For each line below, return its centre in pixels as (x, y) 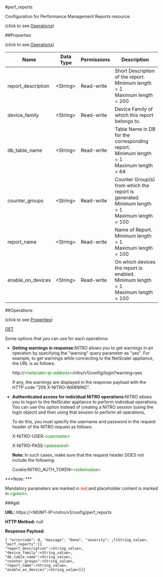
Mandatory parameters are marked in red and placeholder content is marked (81, 488)
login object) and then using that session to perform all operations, (79, 412)
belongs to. (128, 121)
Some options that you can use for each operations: (57, 338)
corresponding (132, 141)
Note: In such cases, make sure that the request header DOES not (78, 455)
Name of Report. (134, 230)
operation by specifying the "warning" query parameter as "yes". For (81, 353)
